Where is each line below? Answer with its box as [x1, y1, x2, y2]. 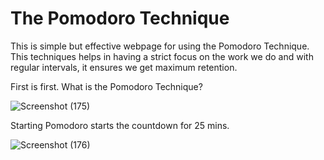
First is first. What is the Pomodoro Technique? [10, 80, 203, 92]
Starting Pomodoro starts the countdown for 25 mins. [10, 119, 230, 131]
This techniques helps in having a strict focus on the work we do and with [10, 50, 314, 62]
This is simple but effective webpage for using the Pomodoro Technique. [10, 40, 310, 52]
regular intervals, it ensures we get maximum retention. [10, 61, 238, 73]
